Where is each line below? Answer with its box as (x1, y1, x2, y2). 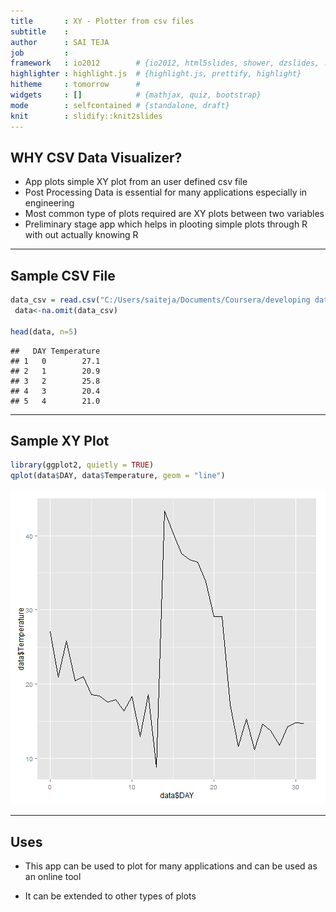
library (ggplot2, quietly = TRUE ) (10, 460, 155, 470)
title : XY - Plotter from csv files (10, 16, 195, 26)
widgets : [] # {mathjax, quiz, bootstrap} (10, 90, 262, 100)
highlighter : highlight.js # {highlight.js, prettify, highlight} (10, 69, 302, 79)
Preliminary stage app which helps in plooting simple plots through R (24, 218, 308, 230)
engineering (24, 197, 75, 209)
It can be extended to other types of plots (24, 890, 197, 902)
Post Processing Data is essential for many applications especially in (24, 186, 308, 199)
